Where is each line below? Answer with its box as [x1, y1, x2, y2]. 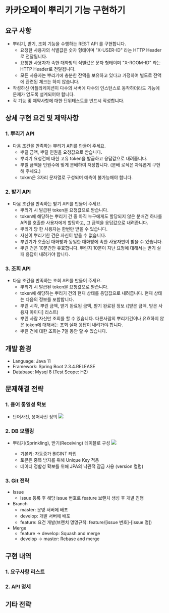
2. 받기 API [5, 188, 31, 195]
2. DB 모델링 [5, 427, 34, 434]
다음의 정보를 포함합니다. [25, 296, 74, 302]
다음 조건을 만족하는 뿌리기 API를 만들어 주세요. [12, 143, 106, 149]
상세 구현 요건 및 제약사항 [5, 114, 79, 122]
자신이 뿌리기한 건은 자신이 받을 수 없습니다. [20, 232, 106, 238]
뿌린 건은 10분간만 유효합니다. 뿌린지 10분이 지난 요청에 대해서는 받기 [20, 245, 156, 251]
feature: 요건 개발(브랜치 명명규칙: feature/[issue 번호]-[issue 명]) [20, 519, 152, 526]
